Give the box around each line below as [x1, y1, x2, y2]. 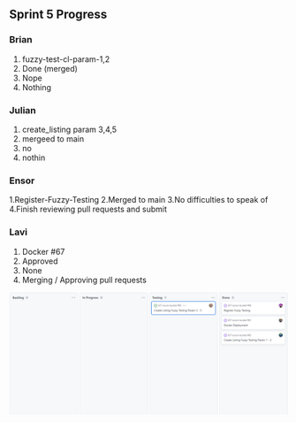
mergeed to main [21, 133, 85, 144]
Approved [21, 256, 59, 266]
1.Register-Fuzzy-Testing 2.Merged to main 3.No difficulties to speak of [9, 195, 269, 205]
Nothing [21, 81, 51, 92]
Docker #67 [21, 246, 65, 257]
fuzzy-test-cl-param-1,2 [21, 53, 110, 65]
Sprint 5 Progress [9, 7, 108, 22]
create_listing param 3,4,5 [21, 124, 118, 135]
